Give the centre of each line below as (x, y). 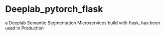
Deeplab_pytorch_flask (54, 9)
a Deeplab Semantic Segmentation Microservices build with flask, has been (83, 23)
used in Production (24, 28)
